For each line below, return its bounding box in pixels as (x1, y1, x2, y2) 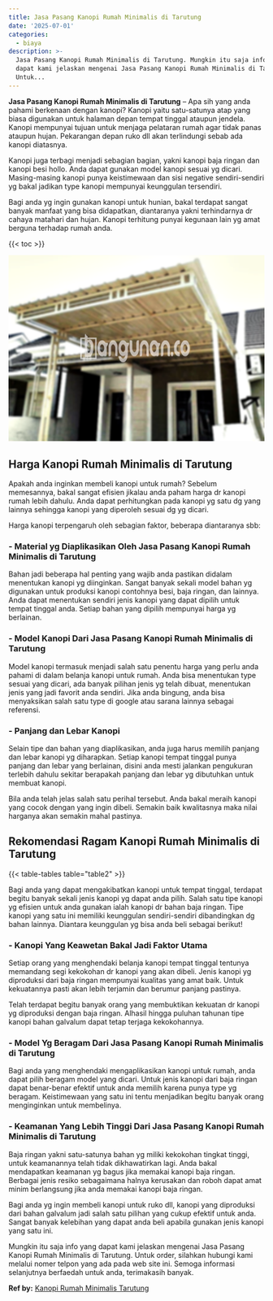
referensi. (8, 704, 41, 715)
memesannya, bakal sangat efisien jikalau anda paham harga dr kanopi (8, 488, 246, 498)
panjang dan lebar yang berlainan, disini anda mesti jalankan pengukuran (8, 760, 253, 770)
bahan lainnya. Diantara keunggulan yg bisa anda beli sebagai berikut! (8, 919, 243, 929)
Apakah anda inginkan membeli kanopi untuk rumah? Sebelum (8, 479, 218, 489)
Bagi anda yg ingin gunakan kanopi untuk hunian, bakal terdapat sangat (8, 197, 248, 207)
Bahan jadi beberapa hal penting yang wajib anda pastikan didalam (8, 569, 233, 579)
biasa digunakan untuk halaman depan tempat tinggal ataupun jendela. (8, 114, 246, 124)
